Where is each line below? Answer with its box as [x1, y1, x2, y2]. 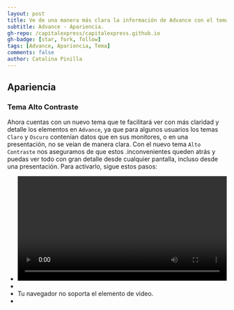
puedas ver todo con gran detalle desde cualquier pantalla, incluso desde [7, 155, 218, 164]
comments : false [7, 49, 54, 56]
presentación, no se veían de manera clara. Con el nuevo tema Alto [7, 140, 201, 148]
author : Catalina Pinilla [7, 56, 82, 63]
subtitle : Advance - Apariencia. [7, 23, 104, 30]
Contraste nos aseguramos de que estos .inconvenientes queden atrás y [7, 148, 216, 156]
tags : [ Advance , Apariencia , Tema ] [7, 42, 111, 49]
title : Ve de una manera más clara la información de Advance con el [7, 17, 214, 24]
